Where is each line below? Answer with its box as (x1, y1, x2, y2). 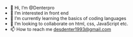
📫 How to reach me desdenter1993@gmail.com (10, 26, 111, 32)
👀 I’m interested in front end (10, 10, 69, 16)
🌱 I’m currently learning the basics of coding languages (10, 15, 126, 21)
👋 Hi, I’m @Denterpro (10, 5, 55, 10)
